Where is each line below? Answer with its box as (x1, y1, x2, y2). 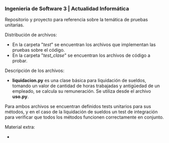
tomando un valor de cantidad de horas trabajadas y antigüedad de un (12, 83, 160, 89)
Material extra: (5, 124, 35, 130)
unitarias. (5, 22, 24, 28)
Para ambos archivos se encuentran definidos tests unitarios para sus (5, 103, 151, 110)
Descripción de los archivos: (5, 67, 65, 74)
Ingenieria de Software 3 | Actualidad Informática (5, 5, 129, 12)
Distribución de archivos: (5, 32, 57, 38)
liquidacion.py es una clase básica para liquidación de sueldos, (12, 78, 146, 84)
